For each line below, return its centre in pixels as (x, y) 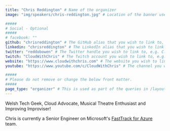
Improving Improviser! (28, 108)
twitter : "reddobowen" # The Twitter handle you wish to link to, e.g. (82, 52)
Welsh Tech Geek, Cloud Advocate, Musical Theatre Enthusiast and (75, 103)
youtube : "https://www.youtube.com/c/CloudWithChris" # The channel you (83, 66)
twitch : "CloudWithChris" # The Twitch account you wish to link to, (80, 56)
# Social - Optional (27, 28)
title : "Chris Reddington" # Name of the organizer (61, 10)
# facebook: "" (21, 38)
